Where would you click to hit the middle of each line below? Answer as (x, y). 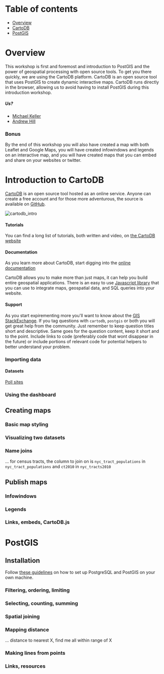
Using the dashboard (31, 395)
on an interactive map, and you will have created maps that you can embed (81, 155)
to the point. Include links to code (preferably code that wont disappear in (79, 336)
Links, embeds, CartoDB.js (37, 522)
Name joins (19, 450)
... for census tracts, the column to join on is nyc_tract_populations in (75, 461)
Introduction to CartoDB (55, 180)
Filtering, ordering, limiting (37, 590)
